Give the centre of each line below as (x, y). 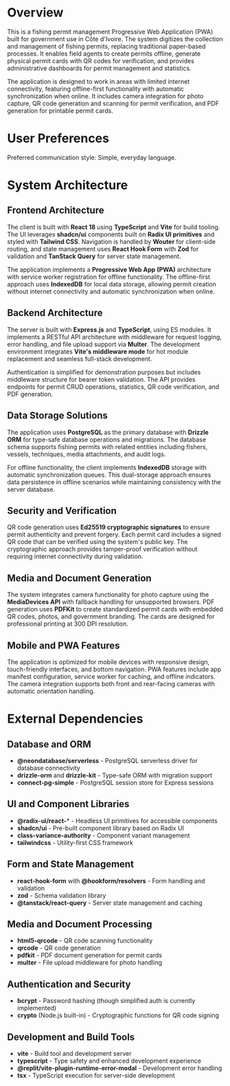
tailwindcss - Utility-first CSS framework (75, 842)
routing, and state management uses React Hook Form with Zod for (103, 249)
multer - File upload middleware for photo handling (90, 962)
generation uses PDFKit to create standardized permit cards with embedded (115, 609)
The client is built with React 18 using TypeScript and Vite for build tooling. (114, 227)
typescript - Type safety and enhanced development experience (109, 1061)
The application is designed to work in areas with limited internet (99, 81)
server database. (31, 489)
